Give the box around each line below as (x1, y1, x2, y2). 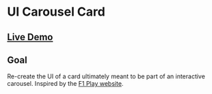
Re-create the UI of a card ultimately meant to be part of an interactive (7, 72, 205, 80)
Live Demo (7, 31, 53, 43)
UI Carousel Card (7, 4, 106, 20)
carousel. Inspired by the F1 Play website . (7, 80, 124, 88)
